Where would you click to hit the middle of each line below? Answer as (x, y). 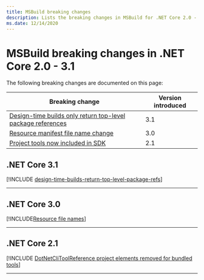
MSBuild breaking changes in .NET (96, 53)
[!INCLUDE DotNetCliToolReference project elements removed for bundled (99, 258)
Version (170, 98)
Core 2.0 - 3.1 (40, 66)
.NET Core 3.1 (32, 165)
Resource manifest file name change (62, 133)
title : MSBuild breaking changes (49, 12)
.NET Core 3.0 (33, 204)
